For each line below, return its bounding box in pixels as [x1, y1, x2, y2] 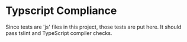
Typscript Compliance [5, 4, 117, 17]
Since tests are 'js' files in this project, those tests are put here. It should [5, 23, 182, 30]
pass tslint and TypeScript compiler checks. [5, 29, 112, 36]
